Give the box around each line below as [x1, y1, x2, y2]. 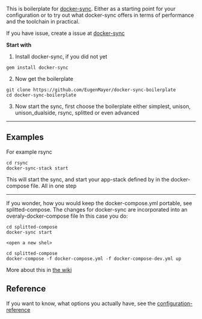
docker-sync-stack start [6, 165, 69, 171]
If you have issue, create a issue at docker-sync [6, 30, 125, 37]
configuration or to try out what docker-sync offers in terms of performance [6, 11, 194, 19]
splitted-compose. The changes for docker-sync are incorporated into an [6, 206, 188, 213]
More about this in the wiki [6, 266, 72, 273]
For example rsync [6, 148, 52, 156]
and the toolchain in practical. [6, 18, 80, 25]
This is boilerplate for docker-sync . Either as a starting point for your [6, 5, 176, 12]
